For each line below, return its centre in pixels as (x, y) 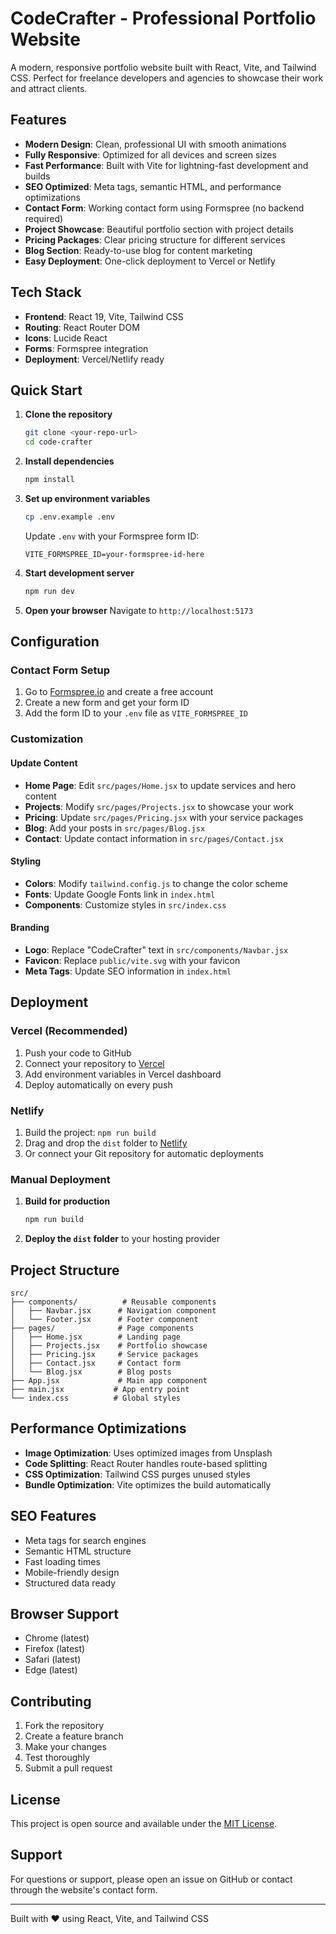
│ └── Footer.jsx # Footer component (104, 1319)
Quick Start (46, 390)
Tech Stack (46, 292)
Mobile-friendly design (72, 1572)
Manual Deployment (60, 1179)
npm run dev (49, 591)
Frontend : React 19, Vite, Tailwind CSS (104, 316)
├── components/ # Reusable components (113, 1302)
